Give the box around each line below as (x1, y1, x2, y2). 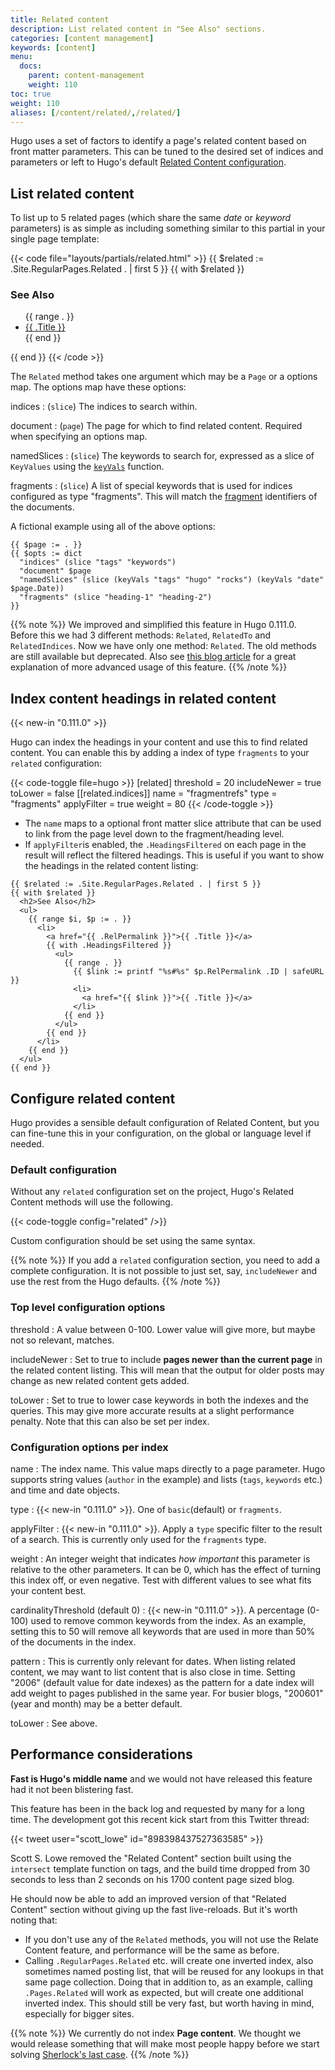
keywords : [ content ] (10, 42, 97, 53)
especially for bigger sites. (24, 2007, 135, 2020)
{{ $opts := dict (10, 549, 83, 559)
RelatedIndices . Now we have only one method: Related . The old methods (10, 640, 317, 652)
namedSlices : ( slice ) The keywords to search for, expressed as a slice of (10, 450, 315, 462)
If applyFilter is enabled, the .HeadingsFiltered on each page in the (24, 839, 307, 851)
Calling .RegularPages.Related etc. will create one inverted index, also (24, 1954, 314, 1966)
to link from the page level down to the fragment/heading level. (24, 828, 285, 840)
